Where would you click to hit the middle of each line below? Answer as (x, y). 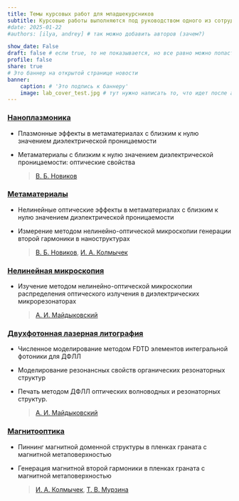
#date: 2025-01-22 (34, 27)
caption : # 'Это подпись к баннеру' (75, 86)
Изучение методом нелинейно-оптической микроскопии (105, 286)
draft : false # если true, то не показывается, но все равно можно (110, 53)
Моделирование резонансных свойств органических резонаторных (121, 370)
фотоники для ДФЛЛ (49, 357)
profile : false (30, 60)
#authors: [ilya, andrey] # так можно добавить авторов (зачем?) (106, 34)
